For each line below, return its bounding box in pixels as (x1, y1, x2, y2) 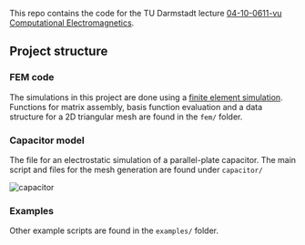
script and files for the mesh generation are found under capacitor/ (9, 164, 263, 175)
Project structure (9, 44, 108, 59)
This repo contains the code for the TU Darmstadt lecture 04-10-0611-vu (9, 8, 282, 18)
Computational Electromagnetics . (9, 17, 135, 28)
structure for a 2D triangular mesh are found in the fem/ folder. (9, 111, 243, 122)
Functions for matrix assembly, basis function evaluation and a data (9, 101, 263, 112)
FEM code (9, 71, 55, 84)
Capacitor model (9, 134, 85, 147)
